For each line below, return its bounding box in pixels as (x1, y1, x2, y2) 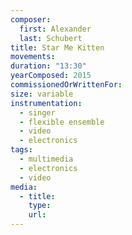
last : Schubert (19, 33, 83, 43)
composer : (10, 14, 52, 25)
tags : (10, 145, 33, 155)
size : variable (10, 89, 74, 99)
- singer (19, 107, 56, 118)
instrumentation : (10, 98, 83, 108)
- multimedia (19, 154, 74, 164)
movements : (10, 52, 56, 62)
